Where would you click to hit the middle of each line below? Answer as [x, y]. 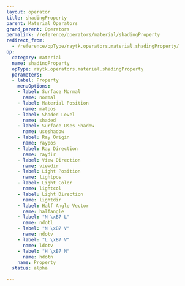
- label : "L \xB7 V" [43, 239]
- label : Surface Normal [49, 92]
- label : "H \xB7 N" [43, 251]
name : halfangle [43, 211]
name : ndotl [38, 223]
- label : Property [36, 80]
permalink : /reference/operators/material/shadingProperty [83, 35]
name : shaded [39, 120]
